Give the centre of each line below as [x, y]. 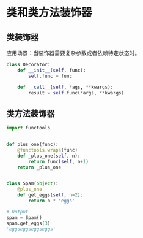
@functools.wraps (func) [48, 150]
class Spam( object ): [33, 184]
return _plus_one [39, 167]
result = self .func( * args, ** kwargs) [76, 93]
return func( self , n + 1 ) [58, 161]
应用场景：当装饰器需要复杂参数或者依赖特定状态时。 [73, 53]
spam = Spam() [24, 217]
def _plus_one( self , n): [49, 156]
